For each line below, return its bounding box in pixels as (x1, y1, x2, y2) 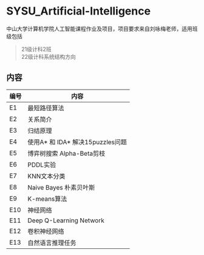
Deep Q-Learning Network (27, 216, 104, 225)
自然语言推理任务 (27, 238, 77, 247)
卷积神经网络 (27, 227, 65, 236)
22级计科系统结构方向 (21, 53, 76, 60)
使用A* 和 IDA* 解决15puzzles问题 (27, 137, 127, 146)
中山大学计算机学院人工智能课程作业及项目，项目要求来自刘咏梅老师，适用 (6, 25, 192, 32)
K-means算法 (27, 194, 67, 203)
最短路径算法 (27, 104, 65, 112)
